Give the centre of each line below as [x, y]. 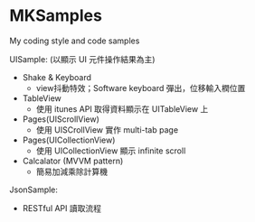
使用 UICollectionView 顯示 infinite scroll [111, 151]
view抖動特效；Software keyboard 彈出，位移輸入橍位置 [141, 88]
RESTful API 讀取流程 [62, 208]
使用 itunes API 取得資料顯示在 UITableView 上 [122, 108]
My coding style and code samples [75, 41]
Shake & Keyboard [57, 77]
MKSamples [56, 16]
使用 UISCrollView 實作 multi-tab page [107, 129]
